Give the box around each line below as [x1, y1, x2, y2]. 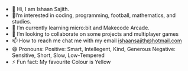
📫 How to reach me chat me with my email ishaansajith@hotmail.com [11, 37, 182, 44]
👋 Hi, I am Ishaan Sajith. [11, 6, 70, 12]
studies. [11, 18, 31, 25]
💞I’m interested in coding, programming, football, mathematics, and [11, 12, 176, 19]
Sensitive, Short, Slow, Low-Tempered [11, 52, 105, 59]
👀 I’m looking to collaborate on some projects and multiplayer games [11, 31, 179, 38]
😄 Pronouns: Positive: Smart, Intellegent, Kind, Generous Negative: [11, 46, 176, 52]
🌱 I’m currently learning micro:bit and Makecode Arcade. [11, 24, 150, 31]
